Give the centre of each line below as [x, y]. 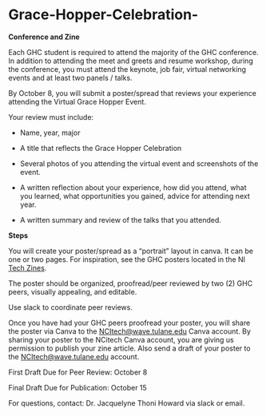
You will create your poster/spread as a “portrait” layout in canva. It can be [131, 251]
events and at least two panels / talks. [71, 77]
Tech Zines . [28, 267]
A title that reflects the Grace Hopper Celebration [101, 148]
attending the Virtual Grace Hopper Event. [77, 101]
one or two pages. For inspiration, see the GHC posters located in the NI [127, 259]
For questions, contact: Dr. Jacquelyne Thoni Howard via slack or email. [127, 403]
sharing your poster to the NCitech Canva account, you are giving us [121, 339]
